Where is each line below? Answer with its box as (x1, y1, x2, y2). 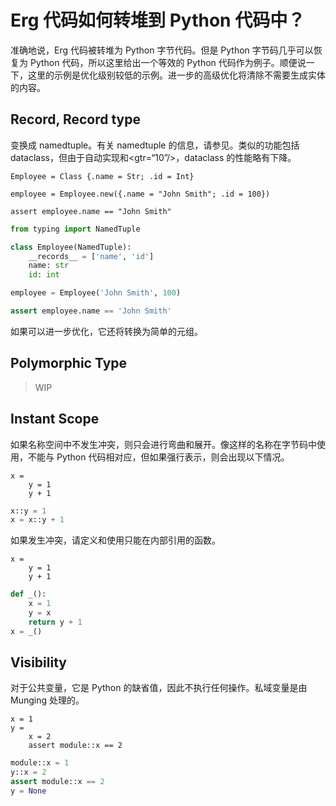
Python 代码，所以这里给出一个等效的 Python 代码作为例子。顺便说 (29, 56, 307, 68)
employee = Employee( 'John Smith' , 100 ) (10, 288, 182, 298)
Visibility (10, 654, 67, 671)
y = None (10, 786, 47, 796)
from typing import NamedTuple (10, 224, 141, 234)
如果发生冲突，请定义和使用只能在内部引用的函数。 (10, 534, 221, 546)
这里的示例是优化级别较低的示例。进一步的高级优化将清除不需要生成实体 (27, 69, 326, 81)
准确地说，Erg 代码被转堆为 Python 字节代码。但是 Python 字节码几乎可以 (10, 44, 314, 56)
